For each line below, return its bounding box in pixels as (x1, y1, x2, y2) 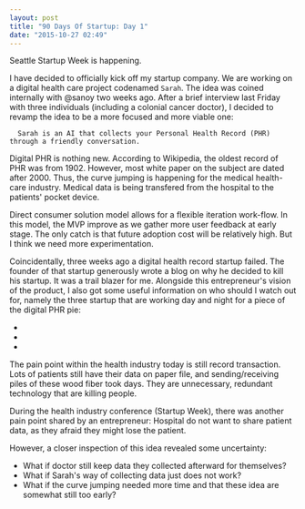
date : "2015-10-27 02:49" (9, 30, 107, 39)
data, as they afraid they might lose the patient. (9, 425, 187, 436)
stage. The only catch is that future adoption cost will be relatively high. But (9, 229, 293, 239)
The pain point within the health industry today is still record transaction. (9, 359, 281, 370)
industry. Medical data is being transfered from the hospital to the (28, 182, 275, 193)
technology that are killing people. (9, 388, 137, 399)
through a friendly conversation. (9, 137, 141, 147)
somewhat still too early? (22, 489, 117, 501)
